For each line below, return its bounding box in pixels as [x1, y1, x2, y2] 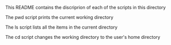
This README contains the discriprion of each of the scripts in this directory [5, 5, 166, 10]
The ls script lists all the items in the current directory [5, 24, 118, 30]
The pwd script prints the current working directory [5, 14, 114, 20]
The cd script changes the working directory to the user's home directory [5, 34, 160, 40]
